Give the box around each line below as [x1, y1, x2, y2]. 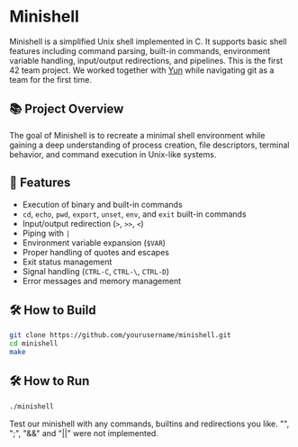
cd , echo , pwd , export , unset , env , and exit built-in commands [22, 209, 247, 219]
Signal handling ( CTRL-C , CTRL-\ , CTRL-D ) [22, 265, 169, 276]
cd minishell [9, 339, 59, 348]
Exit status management [22, 256, 113, 267]
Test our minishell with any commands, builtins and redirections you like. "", [9, 418, 290, 429]
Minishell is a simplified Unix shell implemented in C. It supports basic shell [9, 36, 287, 47]
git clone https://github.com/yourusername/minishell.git [9, 331, 231, 340]
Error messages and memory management [22, 275, 182, 286]
